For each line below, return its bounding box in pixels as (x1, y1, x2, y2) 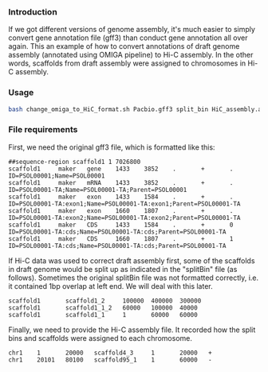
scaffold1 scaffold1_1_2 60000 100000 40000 (8, 303, 198, 312)
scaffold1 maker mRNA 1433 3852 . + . (8, 178, 234, 186)
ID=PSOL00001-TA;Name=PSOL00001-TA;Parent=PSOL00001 (8, 186, 187, 194)
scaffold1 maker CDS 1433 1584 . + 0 (8, 221, 234, 229)
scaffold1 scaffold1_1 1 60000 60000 (8, 310, 198, 318)
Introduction (8, 6, 57, 18)
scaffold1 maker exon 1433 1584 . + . (8, 193, 234, 201)
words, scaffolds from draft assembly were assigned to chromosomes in (8, 58, 246, 68)
